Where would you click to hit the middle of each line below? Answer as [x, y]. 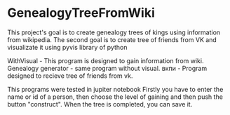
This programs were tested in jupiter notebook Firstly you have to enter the [115, 89]
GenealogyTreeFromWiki [81, 13]
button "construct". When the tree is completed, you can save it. [100, 104]
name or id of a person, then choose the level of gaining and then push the [115, 97]
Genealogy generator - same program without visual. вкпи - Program [107, 68]
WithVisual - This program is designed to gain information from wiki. [106, 60]
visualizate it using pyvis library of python [67, 47]
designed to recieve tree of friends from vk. [70, 76]
